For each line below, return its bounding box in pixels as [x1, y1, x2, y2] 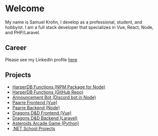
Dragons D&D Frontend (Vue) [12, 110, 72, 115]
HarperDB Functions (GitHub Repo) [12, 89, 83, 95]
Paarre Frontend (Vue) [12, 99, 58, 105]
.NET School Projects [12, 125, 55, 131]
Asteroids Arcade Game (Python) [12, 120, 79, 126]
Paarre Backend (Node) [12, 105, 60, 111]
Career [5, 44, 27, 52]
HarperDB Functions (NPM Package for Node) [12, 84, 105, 90]
